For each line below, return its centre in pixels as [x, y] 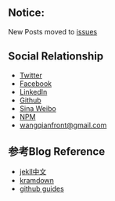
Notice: [27, 13]
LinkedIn [33, 92]
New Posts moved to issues [53, 31]
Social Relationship [56, 57]
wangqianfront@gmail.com [63, 125]
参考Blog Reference [57, 152]
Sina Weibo [38, 108]
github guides [41, 189]
